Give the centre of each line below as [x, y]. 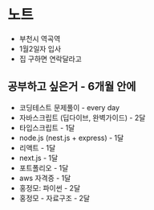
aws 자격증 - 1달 [45, 178]
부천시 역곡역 [40, 39]
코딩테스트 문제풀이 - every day [69, 107]
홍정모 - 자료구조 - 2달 [55, 198]
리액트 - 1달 [37, 147]
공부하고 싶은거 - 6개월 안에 [72, 86]
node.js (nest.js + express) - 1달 [71, 138]
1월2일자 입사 [40, 48]
